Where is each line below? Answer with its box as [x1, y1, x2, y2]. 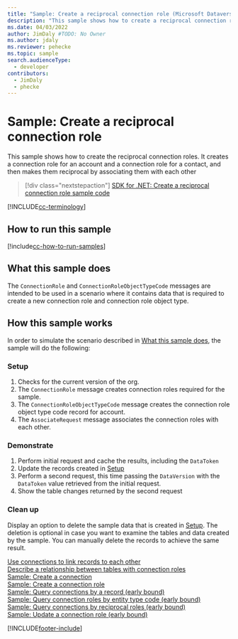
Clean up [7, 505, 39, 515]
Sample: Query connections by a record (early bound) [7, 587, 165, 596]
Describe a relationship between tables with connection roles [7, 564, 186, 573]
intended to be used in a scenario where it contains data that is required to [7, 289, 225, 297]
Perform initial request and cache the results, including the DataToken [17, 456, 220, 466]
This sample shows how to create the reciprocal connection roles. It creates [7, 152, 229, 161]
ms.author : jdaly [7, 37, 59, 44]
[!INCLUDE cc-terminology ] [7, 203, 86, 211]
